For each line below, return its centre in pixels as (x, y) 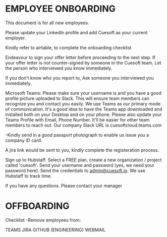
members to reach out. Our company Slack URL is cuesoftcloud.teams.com (83, 125)
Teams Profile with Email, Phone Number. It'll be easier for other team (77, 120)
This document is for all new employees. (47, 23)
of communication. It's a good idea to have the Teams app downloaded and (84, 109)
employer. (16, 38)
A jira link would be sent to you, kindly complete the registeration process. (82, 150)
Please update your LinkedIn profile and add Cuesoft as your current (76, 32)
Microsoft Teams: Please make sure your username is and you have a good (83, 93)
